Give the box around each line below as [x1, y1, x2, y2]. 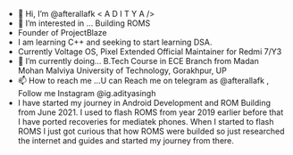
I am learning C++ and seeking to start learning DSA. [17, 37, 213, 47]
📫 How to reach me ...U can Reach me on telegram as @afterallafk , [17, 76, 270, 86]
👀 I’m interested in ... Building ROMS [17, 18, 151, 29]
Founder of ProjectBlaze [17, 28, 107, 37]
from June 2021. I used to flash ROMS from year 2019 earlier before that [17, 107, 284, 118]
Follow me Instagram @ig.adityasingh [17, 88, 156, 98]
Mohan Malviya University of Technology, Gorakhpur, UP [17, 65, 228, 76]
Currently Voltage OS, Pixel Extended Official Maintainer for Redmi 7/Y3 [17, 46, 282, 57]
